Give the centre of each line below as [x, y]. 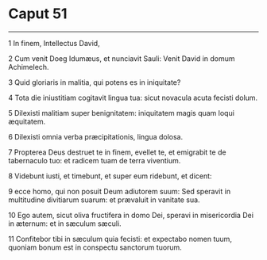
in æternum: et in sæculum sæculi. [65, 224]
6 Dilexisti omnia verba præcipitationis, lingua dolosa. [96, 136]
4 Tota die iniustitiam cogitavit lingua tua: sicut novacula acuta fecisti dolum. [133, 97]
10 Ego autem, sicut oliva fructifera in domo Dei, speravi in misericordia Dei [131, 215]
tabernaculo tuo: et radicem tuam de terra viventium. [95, 160]
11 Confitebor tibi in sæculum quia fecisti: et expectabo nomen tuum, [120, 239]
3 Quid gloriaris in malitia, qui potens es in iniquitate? [95, 82]
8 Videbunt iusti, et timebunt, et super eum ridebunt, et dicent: [110, 176]
